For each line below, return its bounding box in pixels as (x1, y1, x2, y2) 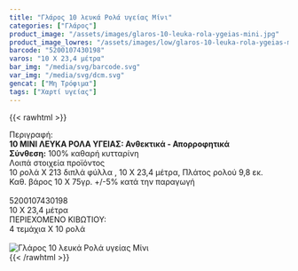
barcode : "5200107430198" (9, 46, 105, 55)
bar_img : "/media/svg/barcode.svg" (9, 63, 141, 72)
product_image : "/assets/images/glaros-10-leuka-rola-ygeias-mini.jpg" (9, 29, 279, 38)
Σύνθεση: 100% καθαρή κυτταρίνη (9, 147, 139, 158)
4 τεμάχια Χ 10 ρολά (9, 223, 86, 234)
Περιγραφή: (9, 129, 53, 139)
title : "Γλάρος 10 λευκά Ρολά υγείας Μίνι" (9, 12, 173, 22)
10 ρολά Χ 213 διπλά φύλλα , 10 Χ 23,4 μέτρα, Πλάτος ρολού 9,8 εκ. (9, 166, 263, 178)
